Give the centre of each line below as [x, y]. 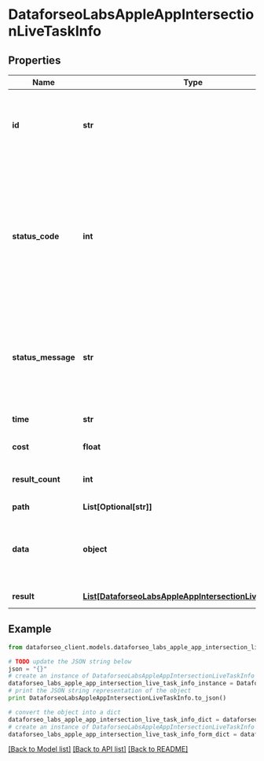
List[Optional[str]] [117, 507]
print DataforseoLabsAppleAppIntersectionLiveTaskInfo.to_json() [117, 698]
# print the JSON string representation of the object [100, 691]
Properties [35, 60]
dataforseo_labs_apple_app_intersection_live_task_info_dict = [114, 719]
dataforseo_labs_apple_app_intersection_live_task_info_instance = [121, 683]
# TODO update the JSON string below [70, 661]
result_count [36, 479]
